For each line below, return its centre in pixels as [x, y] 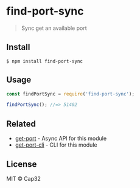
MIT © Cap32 [23, 178]
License [22, 164]
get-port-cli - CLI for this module [56, 145]
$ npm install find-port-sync [45, 61]
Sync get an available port [54, 28]
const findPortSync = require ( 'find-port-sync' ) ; [71, 94]
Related [21, 124]
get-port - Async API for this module [61, 139]
